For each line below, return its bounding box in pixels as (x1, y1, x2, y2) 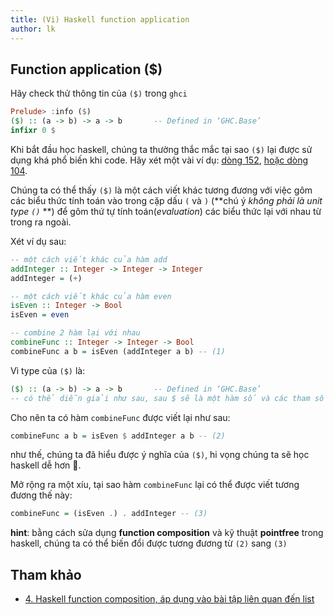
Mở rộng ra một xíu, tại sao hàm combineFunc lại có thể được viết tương (10, 479, 300, 491)
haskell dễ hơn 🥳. (10, 459, 82, 471)
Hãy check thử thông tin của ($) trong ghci (10, 87, 188, 100)
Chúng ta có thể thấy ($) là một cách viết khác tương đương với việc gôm (10, 184, 313, 196)
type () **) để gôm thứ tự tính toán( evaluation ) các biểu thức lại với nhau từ (10, 205, 322, 217)
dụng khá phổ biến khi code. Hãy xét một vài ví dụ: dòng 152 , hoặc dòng (10, 154, 309, 166)
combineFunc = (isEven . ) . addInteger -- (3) (10, 509, 208, 519)
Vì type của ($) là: (10, 364, 86, 376)
